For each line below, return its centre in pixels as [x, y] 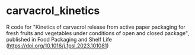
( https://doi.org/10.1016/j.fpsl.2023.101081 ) [57, 46]
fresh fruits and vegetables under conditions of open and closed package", [98, 33]
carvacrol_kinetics [53, 11]
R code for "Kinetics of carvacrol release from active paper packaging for [96, 27]
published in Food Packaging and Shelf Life [59, 39]
